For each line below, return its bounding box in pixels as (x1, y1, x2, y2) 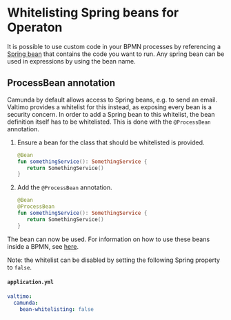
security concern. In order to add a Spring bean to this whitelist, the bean (7, 110, 215, 118)
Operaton (7, 19, 63, 35)
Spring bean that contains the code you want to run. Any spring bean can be (7, 50, 225, 58)
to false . (7, 263, 32, 271)
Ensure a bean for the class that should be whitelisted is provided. (17, 138, 205, 147)
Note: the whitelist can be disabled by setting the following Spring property (7, 256, 221, 264)
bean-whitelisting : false (19, 305, 94, 312)
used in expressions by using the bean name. (7, 57, 136, 65)
